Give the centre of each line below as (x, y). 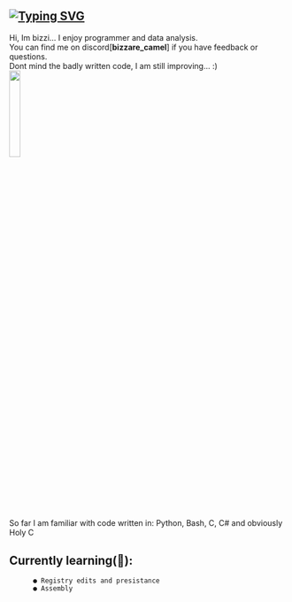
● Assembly (53, 589)
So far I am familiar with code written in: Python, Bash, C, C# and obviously (146, 523)
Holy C (22, 533)
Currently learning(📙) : (71, 560)
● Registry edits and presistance (96, 581)
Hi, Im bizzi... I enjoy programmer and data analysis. (104, 37)
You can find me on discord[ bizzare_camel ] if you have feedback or (134, 47)
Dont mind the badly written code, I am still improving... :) (114, 66)
